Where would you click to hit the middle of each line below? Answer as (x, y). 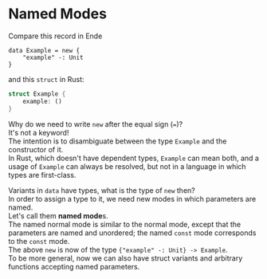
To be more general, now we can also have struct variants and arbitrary (126, 258)
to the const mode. (39, 241)
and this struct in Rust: (46, 79)
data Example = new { (44, 50)
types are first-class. (42, 175)
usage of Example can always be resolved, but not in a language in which (127, 166)
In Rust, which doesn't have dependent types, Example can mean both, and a (133, 158)
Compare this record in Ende (55, 36)
